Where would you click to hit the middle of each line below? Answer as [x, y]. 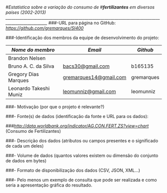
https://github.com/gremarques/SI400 [45, 28]
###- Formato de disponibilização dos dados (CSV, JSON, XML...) [73, 170]
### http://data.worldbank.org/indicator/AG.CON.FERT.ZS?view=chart [77, 126]
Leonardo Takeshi [29, 88]
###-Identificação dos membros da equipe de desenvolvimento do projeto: [82, 38]
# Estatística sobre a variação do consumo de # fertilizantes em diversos [80, 7]
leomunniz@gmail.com [89, 92]
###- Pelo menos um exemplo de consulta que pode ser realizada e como [82, 180]
